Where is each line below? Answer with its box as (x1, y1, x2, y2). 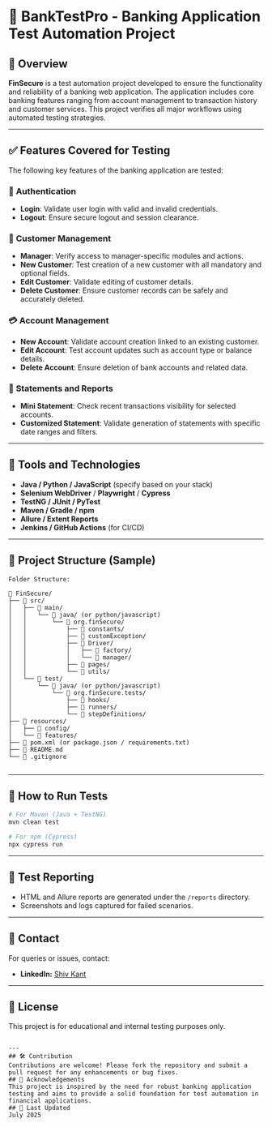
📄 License (8, 1000, 59, 1013)
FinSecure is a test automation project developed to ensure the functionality (8, 79, 263, 88)
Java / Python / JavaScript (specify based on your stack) (19, 479, 213, 489)
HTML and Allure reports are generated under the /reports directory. (19, 892, 251, 902)
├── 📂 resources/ (8, 717, 67, 725)
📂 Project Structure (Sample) (8, 554, 156, 568)
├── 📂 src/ (8, 596, 45, 605)
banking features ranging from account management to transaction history (8, 96, 257, 105)
